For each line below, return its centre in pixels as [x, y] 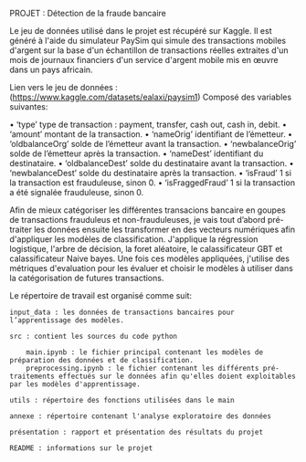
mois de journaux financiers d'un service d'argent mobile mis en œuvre [144, 60]
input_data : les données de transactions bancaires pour [122, 312]
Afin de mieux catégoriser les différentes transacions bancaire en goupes [148, 210]
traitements [32, 376]
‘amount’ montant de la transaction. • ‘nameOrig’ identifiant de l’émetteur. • [151, 134]
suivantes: [29, 107]
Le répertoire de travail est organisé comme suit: [101, 295]
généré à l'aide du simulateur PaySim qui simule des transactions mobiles [148, 41]
